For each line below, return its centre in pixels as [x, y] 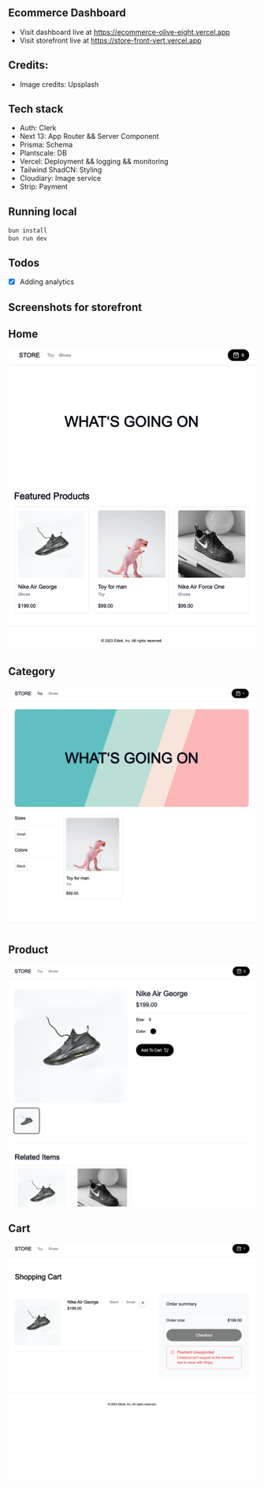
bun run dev [28, 239]
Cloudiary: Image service [60, 178]
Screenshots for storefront [75, 307]
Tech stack [36, 109]
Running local [43, 211]
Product [28, 950]
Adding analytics [47, 282]
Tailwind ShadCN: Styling [61, 170]
